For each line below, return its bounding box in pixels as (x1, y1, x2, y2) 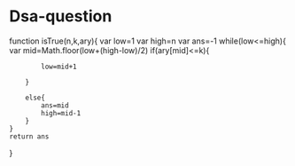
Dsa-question (9, 6, 113, 27)
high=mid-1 (41, 108, 82, 117)
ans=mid (41, 100, 69, 110)
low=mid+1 (41, 62, 77, 71)
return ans (9, 131, 50, 141)
